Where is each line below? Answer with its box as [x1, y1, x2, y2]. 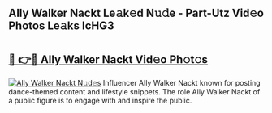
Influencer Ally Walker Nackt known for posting [102, 78, 261, 87]
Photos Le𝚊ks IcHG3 [8, 19, 115, 33]
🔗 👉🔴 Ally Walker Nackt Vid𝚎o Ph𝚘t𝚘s [8, 52, 209, 66]
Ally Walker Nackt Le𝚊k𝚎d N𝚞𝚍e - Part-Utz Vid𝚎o [8, 6, 264, 20]
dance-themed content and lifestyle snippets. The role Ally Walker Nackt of [8, 87, 261, 96]
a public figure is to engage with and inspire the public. [8, 96, 192, 105]
